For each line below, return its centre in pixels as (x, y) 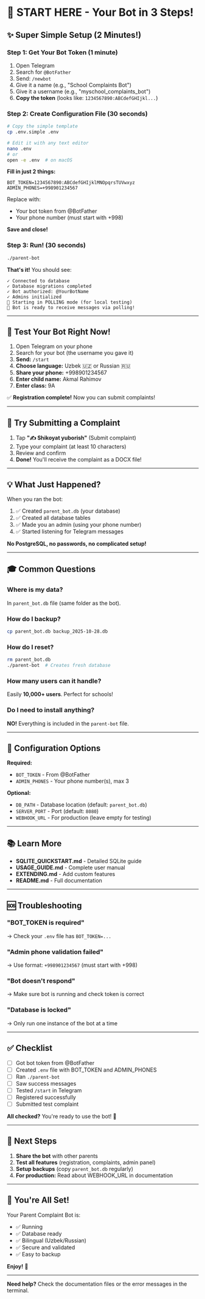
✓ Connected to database (38, 281)
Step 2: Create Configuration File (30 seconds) (77, 113)
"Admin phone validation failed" (55, 952)
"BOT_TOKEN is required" (46, 923)
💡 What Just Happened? (54, 484)
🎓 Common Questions (51, 569)
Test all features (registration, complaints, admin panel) (85, 1162)
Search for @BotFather (43, 72)
